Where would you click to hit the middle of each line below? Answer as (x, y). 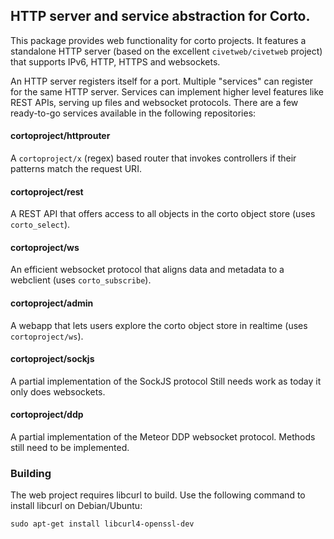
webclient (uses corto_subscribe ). (81, 280)
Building (31, 473)
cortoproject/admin (52, 303)
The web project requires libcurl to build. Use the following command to (158, 495)
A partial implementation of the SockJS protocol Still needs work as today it (166, 381)
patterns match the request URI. (76, 169)
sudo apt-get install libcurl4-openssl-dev (102, 524)
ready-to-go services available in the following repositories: (133, 113)
